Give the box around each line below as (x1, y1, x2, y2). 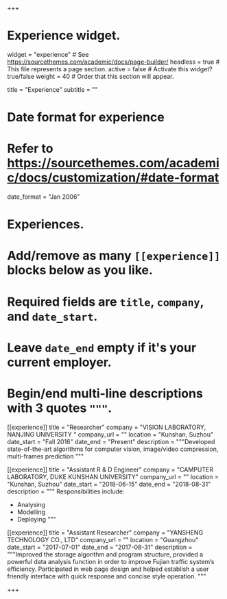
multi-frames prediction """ (7, 452, 84, 460)
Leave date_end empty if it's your (7, 340, 197, 355)
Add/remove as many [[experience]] (7, 248, 221, 264)
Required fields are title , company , (7, 294, 204, 309)
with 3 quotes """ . (7, 400, 112, 415)
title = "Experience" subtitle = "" (7, 85, 98, 93)
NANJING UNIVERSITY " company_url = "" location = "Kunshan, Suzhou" (7, 430, 214, 439)
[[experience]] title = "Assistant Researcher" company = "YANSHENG (7, 528, 204, 537)
